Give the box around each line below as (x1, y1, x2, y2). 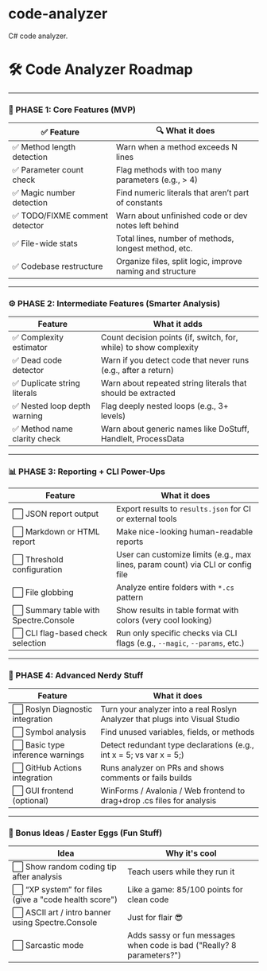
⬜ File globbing (12, 586, 74, 597)
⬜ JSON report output (12, 508, 99, 519)
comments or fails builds (100, 772, 192, 783)
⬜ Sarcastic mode (12, 940, 84, 951)
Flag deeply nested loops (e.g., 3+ (100, 401, 229, 412)
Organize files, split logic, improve (115, 256, 242, 267)
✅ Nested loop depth (12, 401, 91, 412)
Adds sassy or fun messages (126, 930, 236, 941)
